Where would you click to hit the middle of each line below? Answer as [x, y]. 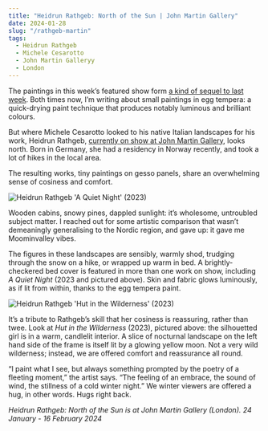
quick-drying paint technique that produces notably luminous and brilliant [130, 108]
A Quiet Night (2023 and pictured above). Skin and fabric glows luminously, [133, 279]
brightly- [219, 262]
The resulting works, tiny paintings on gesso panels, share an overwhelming [134, 173]
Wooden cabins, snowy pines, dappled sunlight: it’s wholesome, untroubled [133, 213]
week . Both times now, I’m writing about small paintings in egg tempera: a [130, 99]
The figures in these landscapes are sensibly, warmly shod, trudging [122, 254]
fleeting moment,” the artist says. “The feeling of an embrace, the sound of [132, 377]
